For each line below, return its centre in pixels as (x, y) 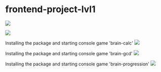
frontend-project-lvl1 (50, 9)
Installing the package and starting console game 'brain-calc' (69, 43)
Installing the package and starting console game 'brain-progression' (77, 64)
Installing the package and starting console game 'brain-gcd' (69, 53)
